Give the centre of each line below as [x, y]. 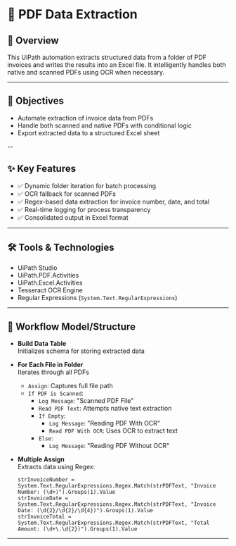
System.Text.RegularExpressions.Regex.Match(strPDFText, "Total [113, 523]
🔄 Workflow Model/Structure [71, 327]
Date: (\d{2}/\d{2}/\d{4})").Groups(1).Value [85, 511]
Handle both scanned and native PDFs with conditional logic [104, 125]
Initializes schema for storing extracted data [81, 351]
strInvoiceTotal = [44, 517]
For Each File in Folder [50, 365]
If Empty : [52, 416]
